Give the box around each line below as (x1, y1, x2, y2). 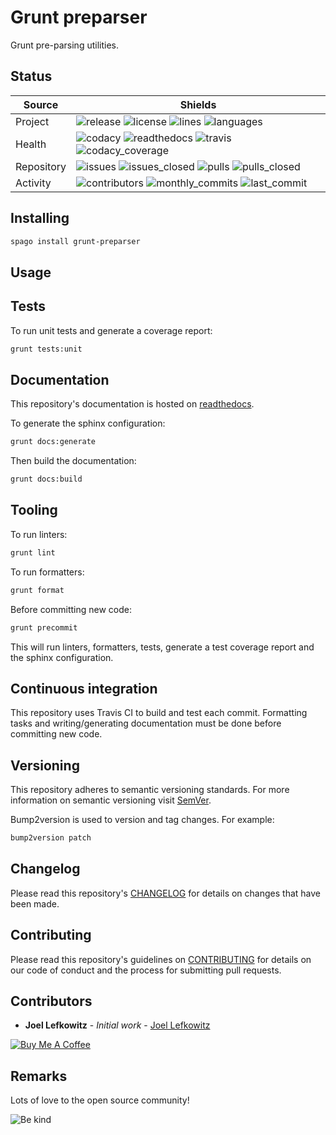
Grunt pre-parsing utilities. (10, 39, 119, 51)
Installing (10, 210, 70, 227)
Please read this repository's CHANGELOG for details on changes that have (10, 887, 321, 899)
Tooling (10, 502, 58, 519)
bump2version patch (10, 833, 92, 843)
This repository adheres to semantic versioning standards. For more (10, 784, 290, 796)
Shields (179, 97, 217, 111)
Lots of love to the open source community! (10, 1094, 190, 1106)
